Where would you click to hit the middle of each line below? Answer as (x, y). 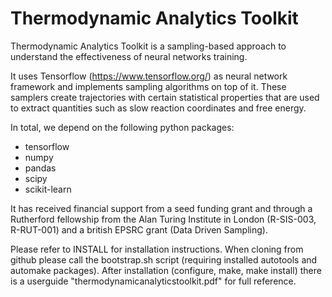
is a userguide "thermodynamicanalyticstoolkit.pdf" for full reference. (153, 281)
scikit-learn (48, 189)
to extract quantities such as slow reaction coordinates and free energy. (158, 108)
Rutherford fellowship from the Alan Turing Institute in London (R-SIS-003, (163, 219)
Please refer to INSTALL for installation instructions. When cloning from (157, 249)
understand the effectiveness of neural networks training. (129, 56)
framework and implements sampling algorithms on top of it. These (148, 86)
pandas (40, 168)
